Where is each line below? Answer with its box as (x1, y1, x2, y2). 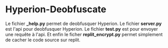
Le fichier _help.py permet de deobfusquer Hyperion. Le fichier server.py (5, 20, 162, 27)
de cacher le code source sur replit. (5, 37, 81, 43)
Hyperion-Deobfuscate (5, 4, 107, 15)
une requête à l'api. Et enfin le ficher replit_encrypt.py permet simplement (5, 31, 163, 37)
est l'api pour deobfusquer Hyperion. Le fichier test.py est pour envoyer (5, 26, 158, 32)
